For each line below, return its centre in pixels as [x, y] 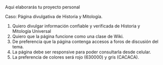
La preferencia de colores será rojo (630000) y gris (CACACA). [76, 57]
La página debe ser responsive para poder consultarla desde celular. [81, 52]
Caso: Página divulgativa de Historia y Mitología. [54, 16]
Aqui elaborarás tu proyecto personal [43, 7]
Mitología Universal [32, 31]
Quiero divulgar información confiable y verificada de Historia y [76, 26]
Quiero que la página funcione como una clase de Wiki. [68, 36]
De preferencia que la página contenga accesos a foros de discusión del [85, 42]
